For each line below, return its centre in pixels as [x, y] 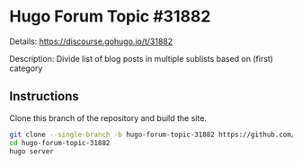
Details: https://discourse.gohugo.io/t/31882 [91, 41]
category [26, 68]
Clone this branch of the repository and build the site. [108, 117]
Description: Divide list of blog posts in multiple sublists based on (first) [142, 58]
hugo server [31, 151]
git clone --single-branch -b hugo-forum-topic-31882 [112, 135]
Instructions [44, 96]
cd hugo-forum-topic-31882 [60, 143]
